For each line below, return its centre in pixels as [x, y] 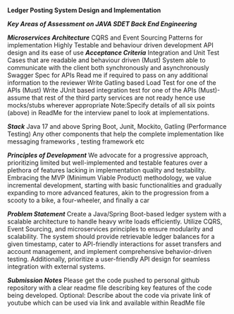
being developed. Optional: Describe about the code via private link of [109, 295]
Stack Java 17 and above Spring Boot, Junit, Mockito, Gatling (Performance [117, 126]
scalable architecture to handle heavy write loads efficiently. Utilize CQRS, [115, 221]
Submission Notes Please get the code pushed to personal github [103, 280]
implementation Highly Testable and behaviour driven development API [110, 45]
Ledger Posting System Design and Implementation [84, 10]
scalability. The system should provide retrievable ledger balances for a [111, 237]
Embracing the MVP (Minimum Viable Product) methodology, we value [110, 178]
